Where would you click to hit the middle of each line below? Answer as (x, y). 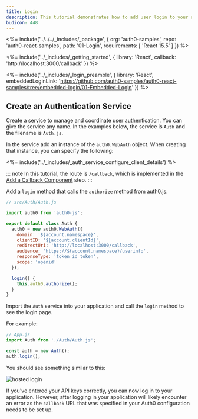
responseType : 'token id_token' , (58, 257)
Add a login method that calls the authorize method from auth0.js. (87, 191)
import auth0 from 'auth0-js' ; (44, 213)
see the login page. (29, 312)
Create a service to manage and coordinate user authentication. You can (94, 120)
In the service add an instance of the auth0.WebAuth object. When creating (96, 144)
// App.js (18, 335)
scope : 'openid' (37, 262)
